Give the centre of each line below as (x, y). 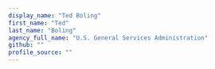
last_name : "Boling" (43, 30)
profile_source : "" (41, 52)
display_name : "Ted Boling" (55, 15)
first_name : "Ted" (39, 23)
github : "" (26, 45)
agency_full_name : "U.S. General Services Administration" (108, 38)
